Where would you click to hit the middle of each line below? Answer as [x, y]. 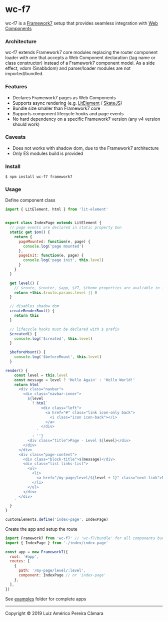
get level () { [24, 283]
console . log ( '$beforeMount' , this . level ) [58, 357]
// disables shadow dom [34, 306]
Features [16, 87]
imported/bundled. [24, 74]
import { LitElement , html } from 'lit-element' [57, 210]
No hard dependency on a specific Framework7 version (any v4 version [86, 119]
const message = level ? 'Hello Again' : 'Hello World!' [75, 380]
